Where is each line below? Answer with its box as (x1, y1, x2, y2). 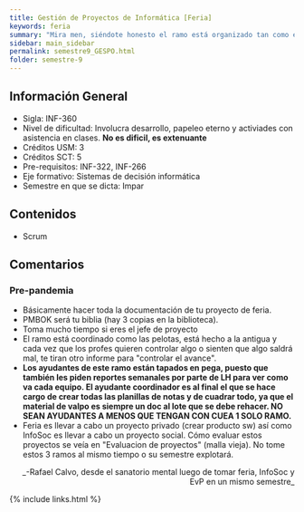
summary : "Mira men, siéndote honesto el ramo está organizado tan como (9, 30, 290, 39)
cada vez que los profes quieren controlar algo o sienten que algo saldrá (22, 343, 293, 354)
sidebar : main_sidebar (9, 38, 95, 48)
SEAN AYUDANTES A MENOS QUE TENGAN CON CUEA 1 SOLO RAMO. (22, 411, 292, 421)
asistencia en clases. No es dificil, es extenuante (22, 132, 207, 143)
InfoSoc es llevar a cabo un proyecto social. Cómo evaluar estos (22, 430, 262, 440)
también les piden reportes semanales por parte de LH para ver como (22, 372, 289, 383)
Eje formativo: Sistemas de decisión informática (22, 170, 201, 181)
